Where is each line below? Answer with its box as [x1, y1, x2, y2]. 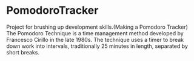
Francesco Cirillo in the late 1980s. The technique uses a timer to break [6, 36, 184, 43]
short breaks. [6, 48, 39, 56]
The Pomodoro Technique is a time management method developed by [6, 29, 184, 36]
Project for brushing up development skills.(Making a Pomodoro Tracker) [6, 23, 188, 30]
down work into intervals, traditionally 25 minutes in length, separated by [6, 42, 188, 50]
